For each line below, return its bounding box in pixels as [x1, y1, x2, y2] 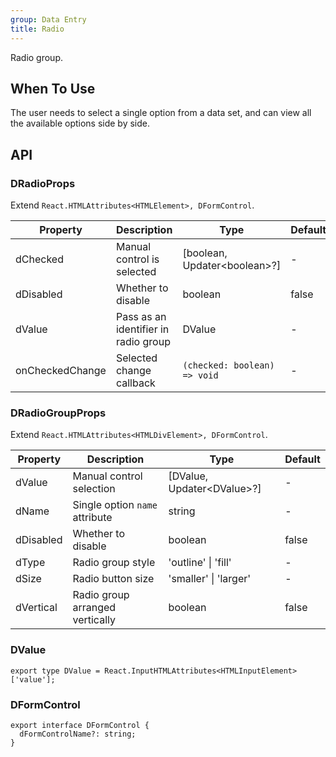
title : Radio [10, 24, 65, 34]
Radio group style [72, 556, 156, 570]
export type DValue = [10, 666, 101, 676]
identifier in [115, 322, 170, 336]
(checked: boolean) [182, 360, 275, 371]
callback [115, 376, 156, 390]
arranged [72, 601, 117, 615]
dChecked [15, 252, 64, 266]
